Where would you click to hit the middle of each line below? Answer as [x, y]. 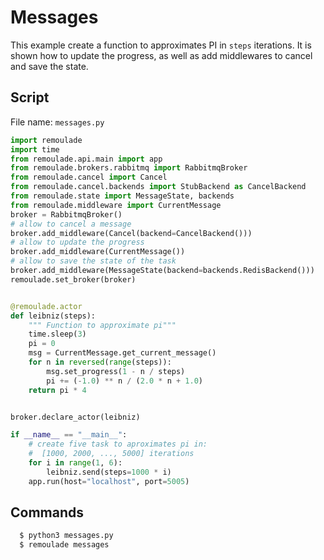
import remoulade [46, 140]
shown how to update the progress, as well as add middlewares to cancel [161, 55]
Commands [47, 512]
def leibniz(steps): [53, 316]
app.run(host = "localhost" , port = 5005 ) [109, 481]
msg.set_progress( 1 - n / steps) [116, 371]
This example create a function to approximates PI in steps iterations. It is [161, 45]
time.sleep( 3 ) [57, 334]
